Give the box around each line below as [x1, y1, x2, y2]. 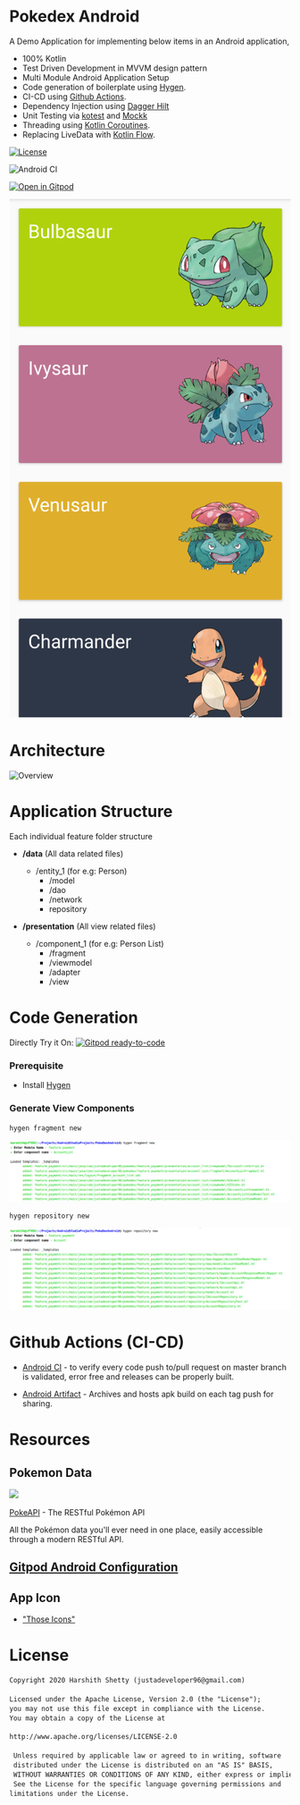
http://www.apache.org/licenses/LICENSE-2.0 [9, 1733, 178, 1742]
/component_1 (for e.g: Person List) [35, 939, 164, 949]
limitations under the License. [9, 1789, 129, 1798]
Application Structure [9, 802, 173, 822]
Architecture [9, 740, 105, 761]
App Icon [9, 1590, 61, 1606]
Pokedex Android [9, 6, 140, 27]
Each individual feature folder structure [9, 831, 154, 842]
